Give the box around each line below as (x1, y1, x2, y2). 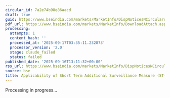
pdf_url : (5, 21, 24, 27)
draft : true (5, 12, 30, 17)
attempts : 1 (10, 31, 35, 36)
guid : (5, 17, 17, 22)
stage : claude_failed (10, 50, 56, 55)
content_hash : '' (10, 36, 47, 41)
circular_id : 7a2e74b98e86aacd (5, 7, 71, 13)
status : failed (10, 54, 42, 60)
